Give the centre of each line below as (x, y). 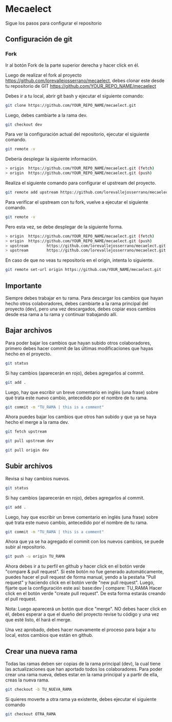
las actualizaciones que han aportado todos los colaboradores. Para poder (84, 669)
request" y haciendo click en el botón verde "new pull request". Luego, (80, 582)
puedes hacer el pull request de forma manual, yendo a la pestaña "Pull (81, 577)
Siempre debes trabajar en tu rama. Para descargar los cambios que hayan (84, 298)
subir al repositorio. (26, 547)
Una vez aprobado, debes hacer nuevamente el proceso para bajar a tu (81, 630)
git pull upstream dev (29, 441)
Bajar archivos (29, 331)
